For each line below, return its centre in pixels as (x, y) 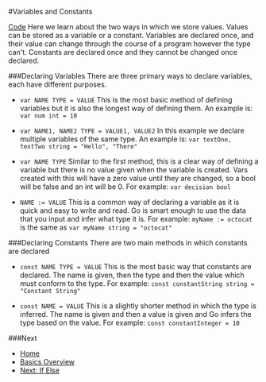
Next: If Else (39, 370)
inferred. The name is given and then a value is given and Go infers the (135, 314)
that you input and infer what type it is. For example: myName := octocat (136, 219)
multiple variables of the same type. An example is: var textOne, (125, 139)
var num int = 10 (48, 116)
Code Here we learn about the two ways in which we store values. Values (128, 27)
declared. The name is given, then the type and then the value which (132, 275)
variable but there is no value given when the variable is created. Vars (134, 170)
